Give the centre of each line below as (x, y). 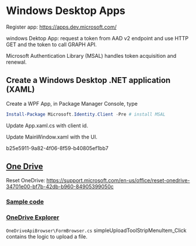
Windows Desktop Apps (66, 11)
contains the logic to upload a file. (47, 236)
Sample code (25, 202)
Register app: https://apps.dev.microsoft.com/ (61, 27)
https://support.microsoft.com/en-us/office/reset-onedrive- (118, 181)
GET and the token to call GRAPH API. (52, 44)
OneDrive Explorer (33, 217)
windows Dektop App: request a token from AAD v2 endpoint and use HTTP (97, 38)
